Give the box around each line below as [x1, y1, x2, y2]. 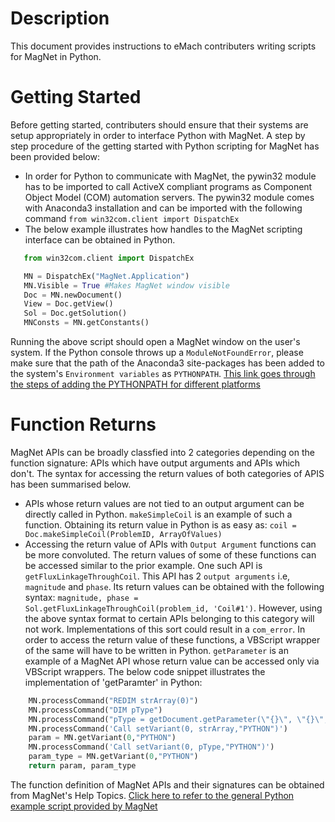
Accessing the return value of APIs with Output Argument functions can [24, 538, 317, 550]
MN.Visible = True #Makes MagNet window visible [23, 280, 230, 291]
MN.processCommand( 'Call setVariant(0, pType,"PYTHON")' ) [28, 742, 275, 752]
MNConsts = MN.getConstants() [23, 318, 150, 328]
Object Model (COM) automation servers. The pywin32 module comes [24, 191, 315, 203]
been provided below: [10, 150, 101, 162]
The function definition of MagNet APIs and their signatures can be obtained [10, 778, 325, 791]
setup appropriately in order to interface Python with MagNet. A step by [10, 129, 306, 141]
